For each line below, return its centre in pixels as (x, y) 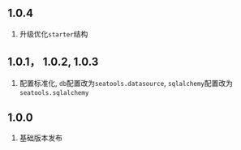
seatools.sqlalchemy (54, 92)
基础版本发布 (41, 138)
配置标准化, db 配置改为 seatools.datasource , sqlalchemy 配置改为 (126, 83)
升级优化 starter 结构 (54, 34)
